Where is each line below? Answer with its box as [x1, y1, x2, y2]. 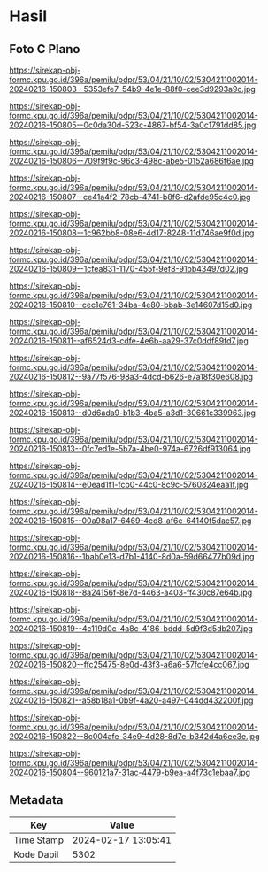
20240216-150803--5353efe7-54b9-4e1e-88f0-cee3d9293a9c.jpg [9, 84, 257, 94]
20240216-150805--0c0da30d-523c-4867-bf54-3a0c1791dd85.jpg [9, 120, 257, 130]
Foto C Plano [9, 42, 80, 57]
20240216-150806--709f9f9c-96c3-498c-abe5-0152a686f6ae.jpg [9, 156, 255, 166]
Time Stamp [13, 834, 65, 846]
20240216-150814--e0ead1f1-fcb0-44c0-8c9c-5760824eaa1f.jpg [9, 480, 249, 490]
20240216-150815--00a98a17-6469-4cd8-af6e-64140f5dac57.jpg [9, 515, 252, 526]
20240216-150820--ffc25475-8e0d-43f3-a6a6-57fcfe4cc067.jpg [9, 660, 249, 669]
